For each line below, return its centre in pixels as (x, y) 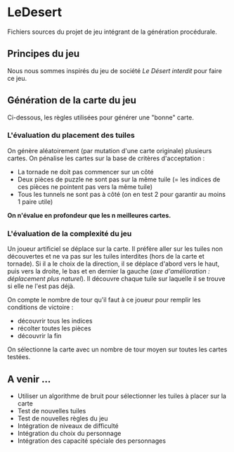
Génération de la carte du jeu (72, 100)
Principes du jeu (44, 54)
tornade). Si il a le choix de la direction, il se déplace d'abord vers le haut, (113, 264)
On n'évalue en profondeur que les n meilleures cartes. (89, 215)
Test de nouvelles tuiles (52, 411)
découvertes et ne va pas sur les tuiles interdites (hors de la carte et (106, 257)
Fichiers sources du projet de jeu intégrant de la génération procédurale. (112, 32)
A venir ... (29, 379)
